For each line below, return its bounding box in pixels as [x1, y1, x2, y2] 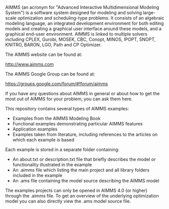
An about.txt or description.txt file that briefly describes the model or [12, 156, 156, 162]
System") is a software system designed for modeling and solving [5, 10, 142, 16]
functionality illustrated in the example [12, 162, 92, 168]
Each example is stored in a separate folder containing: [5, 147, 120, 153]
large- [143, 10, 156, 16]
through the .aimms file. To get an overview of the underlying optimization [5, 193, 159, 198]
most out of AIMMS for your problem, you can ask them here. [5, 96, 133, 102]
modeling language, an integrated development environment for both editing [5, 20, 164, 26]
